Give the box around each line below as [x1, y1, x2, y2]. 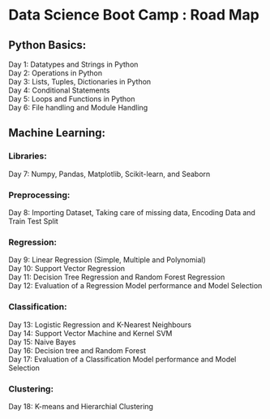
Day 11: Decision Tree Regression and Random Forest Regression [8, 272, 225, 282]
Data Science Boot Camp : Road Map [8, 6, 259, 24]
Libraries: [8, 150, 47, 162]
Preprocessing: [8, 189, 71, 201]
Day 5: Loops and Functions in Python [8, 94, 135, 103]
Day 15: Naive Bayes [8, 337, 76, 347]
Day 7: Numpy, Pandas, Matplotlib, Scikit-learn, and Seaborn [8, 169, 211, 179]
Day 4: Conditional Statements [8, 85, 110, 95]
